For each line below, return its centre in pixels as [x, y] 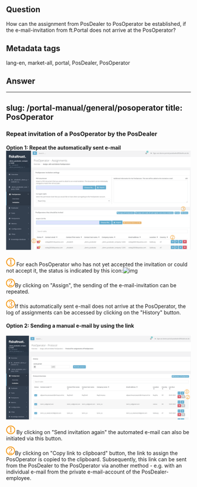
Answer [21, 81]
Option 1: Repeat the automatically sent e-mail [64, 148]
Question [23, 10]
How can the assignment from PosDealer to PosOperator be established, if [96, 23]
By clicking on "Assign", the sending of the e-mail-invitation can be [96, 285]
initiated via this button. [34, 439]
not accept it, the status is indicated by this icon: [64, 270]
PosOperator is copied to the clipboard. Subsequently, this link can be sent [96, 459]
